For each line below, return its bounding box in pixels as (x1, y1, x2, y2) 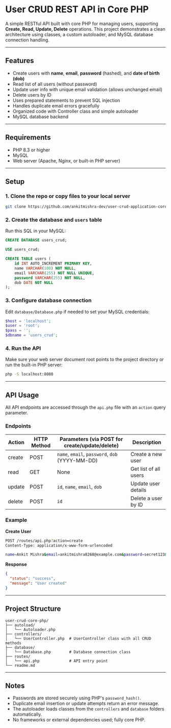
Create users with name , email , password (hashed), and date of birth (12, 70, 160, 76)
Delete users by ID (12, 92, 52, 98)
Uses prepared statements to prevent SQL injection (12, 97, 121, 103)
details (130, 487, 147, 494)
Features (5, 56, 34, 65)
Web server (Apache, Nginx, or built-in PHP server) (12, 158, 121, 164)
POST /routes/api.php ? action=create (5, 538, 83, 543)
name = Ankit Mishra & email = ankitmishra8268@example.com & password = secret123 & (5, 552, 167, 557)
